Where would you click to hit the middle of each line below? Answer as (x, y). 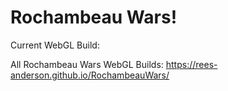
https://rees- (191, 64)
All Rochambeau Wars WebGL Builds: (87, 64)
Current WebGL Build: (55, 45)
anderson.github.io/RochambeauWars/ (90, 75)
